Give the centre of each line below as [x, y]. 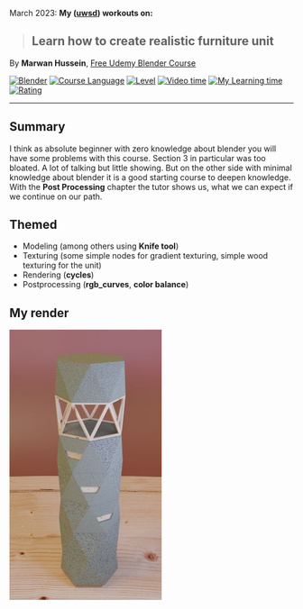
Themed [33, 225]
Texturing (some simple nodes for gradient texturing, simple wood [145, 256]
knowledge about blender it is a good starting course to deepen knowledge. [150, 177]
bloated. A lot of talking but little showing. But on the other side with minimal [151, 168]
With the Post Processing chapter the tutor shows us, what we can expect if [151, 186]
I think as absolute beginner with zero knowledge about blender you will [143, 149]
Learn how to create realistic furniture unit [152, 41]
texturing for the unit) [62, 266]
